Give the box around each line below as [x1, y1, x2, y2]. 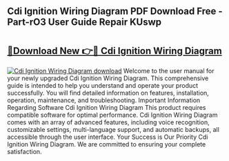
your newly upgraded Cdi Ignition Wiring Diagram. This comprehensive [7, 74, 209, 82]
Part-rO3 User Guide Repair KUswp [7, 17, 162, 28]
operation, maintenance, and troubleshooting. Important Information [7, 96, 201, 104]
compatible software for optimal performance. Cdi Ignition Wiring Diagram [7, 111, 218, 119]
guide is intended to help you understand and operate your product [7, 82, 199, 89]
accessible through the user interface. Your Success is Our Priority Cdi [7, 133, 208, 141]
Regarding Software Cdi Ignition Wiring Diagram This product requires [7, 104, 206, 111]
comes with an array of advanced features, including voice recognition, [7, 118, 210, 126]
